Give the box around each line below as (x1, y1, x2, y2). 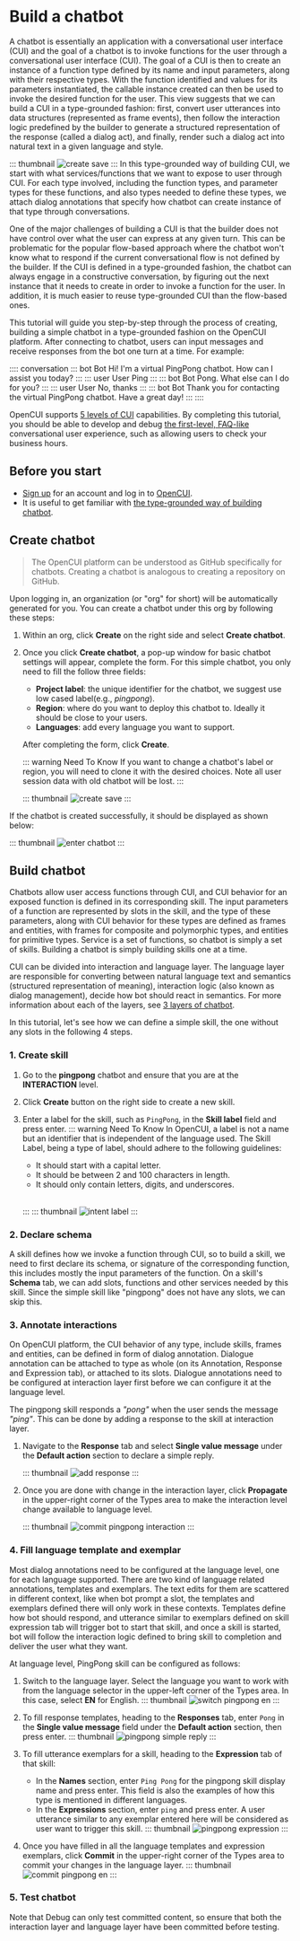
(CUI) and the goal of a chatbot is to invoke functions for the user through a (9, 45, 287, 56)
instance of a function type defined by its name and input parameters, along (9, 65, 290, 75)
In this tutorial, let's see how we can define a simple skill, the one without (9, 1017, 279, 1028)
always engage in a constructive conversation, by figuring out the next (9, 271, 270, 282)
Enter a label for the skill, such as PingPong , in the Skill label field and (21, 1113, 277, 1124)
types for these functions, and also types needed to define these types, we (9, 187, 287, 198)
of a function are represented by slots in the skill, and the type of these (9, 906, 271, 917)
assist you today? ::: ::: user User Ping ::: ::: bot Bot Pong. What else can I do (9, 373, 289, 383)
